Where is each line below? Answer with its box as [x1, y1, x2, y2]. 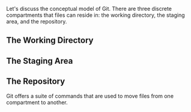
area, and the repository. [6, 18, 67, 25]
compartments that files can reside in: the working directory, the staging [6, 11, 185, 19]
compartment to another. [6, 99, 68, 106]
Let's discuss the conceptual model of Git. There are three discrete [6, 5, 172, 12]
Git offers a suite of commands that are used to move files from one [6, 92, 174, 99]
